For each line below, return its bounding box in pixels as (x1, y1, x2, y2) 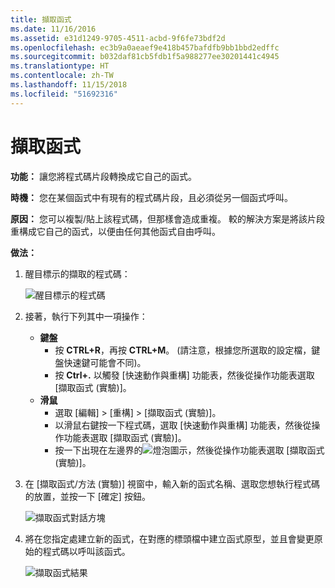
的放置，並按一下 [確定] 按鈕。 (24, 490, 151, 502)
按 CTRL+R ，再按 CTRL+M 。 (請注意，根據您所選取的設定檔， (54, 344, 312, 356)
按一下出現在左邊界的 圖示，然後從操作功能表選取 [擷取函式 (54, 444, 325, 456)
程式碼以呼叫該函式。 (42, 545, 131, 557)
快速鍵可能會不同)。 (63, 356, 147, 368)
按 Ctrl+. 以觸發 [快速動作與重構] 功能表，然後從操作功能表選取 (54, 369, 315, 381)
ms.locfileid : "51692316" (10, 89, 118, 99)
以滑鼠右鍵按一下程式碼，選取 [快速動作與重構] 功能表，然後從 (54, 419, 312, 431)
